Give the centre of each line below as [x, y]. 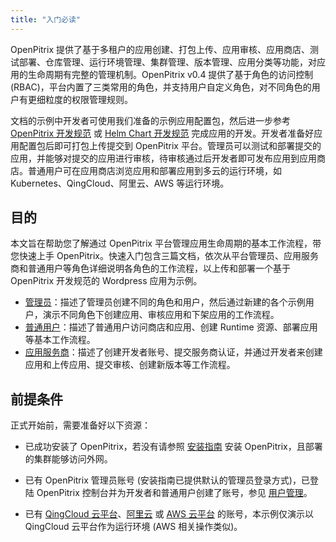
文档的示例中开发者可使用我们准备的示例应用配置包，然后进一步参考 [150, 120]
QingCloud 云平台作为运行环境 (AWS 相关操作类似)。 [133, 527]
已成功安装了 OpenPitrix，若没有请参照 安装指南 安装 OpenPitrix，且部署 [173, 447]
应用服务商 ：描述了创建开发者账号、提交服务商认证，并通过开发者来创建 [173, 352]
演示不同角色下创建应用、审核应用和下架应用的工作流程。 [161, 315]
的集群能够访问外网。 [68, 459]
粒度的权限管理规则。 [88, 99]
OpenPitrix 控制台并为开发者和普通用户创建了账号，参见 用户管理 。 [174, 493]
